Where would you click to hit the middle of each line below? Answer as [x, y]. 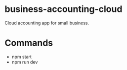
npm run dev [25, 62]
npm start [21, 57]
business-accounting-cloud [63, 9]
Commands [29, 43]
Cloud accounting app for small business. [47, 23]
